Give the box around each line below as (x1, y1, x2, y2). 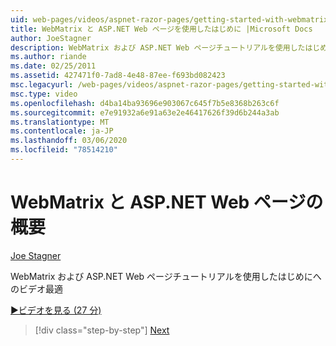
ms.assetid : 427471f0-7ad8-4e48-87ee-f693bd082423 (10, 71, 226, 81)
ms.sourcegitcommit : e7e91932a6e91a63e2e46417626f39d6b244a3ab (10, 107, 280, 118)
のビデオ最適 (10, 282, 63, 295)
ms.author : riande (10, 52, 87, 62)
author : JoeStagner (10, 33, 92, 43)
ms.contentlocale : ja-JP (10, 126, 114, 136)
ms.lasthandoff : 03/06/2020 (10, 136, 128, 146)
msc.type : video (10, 89, 78, 99)
